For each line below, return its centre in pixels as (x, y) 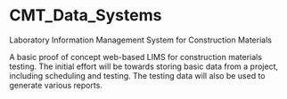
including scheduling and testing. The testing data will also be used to (137, 75)
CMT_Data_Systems (86, 15)
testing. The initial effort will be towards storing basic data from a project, (144, 66)
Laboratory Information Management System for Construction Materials (140, 40)
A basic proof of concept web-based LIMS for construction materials (136, 57)
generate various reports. (56, 85)
